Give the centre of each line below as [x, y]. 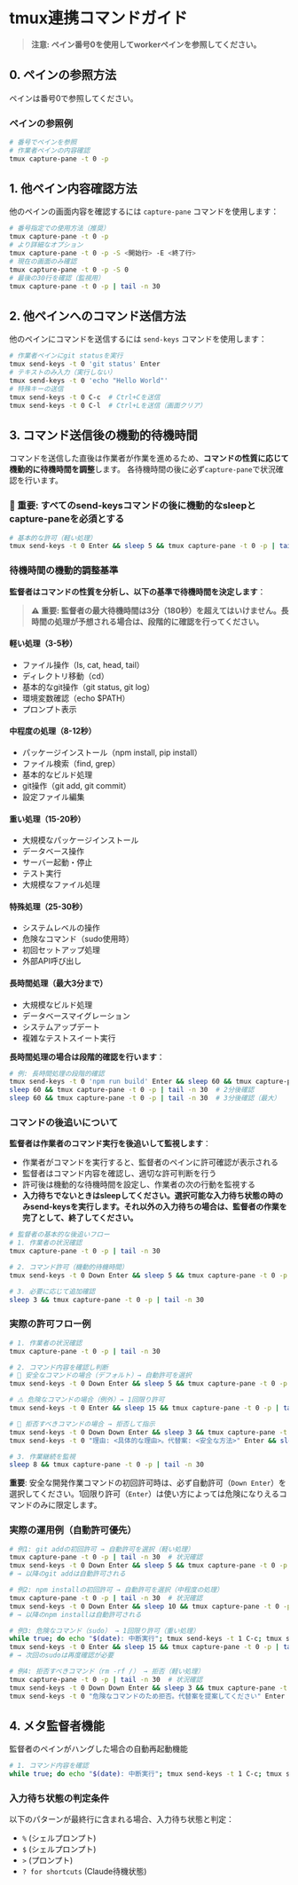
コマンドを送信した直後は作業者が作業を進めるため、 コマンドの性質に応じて [149, 459]
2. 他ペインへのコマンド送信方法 [98, 316]
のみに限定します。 [67, 1505]
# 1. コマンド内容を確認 [49, 1766]
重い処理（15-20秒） [47, 819]
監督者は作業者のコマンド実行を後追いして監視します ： [110, 1143]
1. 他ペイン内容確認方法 [73, 188]
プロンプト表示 [49, 709]
